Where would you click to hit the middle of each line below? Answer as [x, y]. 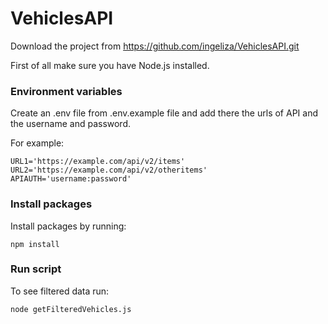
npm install [35, 244]
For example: [37, 143]
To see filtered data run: [60, 291]
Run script [36, 269]
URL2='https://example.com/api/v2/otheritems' [109, 170]
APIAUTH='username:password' [71, 179]
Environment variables [66, 91]
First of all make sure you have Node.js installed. [110, 65]
